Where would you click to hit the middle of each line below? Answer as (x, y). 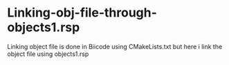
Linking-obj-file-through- (82, 13)
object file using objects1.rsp (48, 54)
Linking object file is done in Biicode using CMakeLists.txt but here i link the (115, 46)
